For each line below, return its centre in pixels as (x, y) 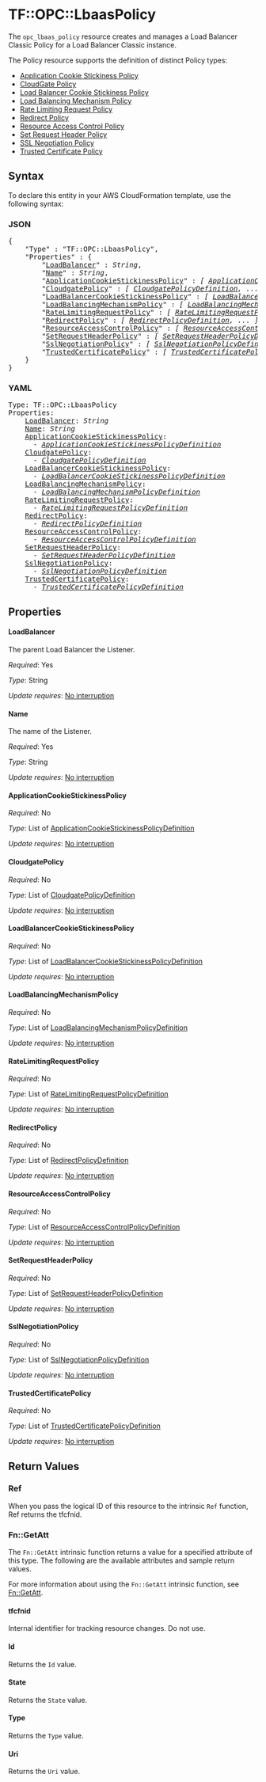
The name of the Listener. (50, 731)
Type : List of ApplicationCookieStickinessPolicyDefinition (101, 828)
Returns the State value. (48, 1700)
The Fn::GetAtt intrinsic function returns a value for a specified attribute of (131, 1552)
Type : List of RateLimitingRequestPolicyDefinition (88, 1094)
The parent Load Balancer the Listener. (72, 649)
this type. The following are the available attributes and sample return (122, 1560)
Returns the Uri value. (44, 1772)
